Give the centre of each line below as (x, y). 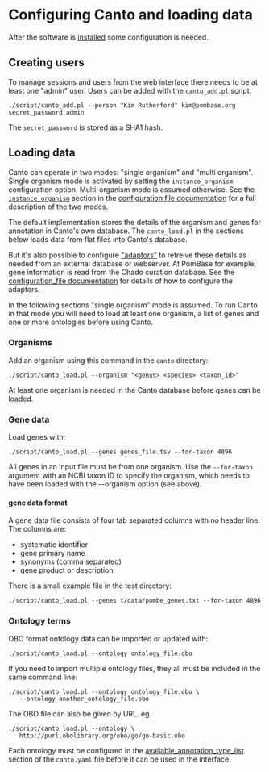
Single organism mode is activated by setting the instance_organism (121, 181)
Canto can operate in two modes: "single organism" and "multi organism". (131, 172)
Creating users (46, 63)
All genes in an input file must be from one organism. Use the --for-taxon (131, 467)
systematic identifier (54, 545)
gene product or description (67, 570)
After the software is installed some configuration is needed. (109, 37)
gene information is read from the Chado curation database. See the (122, 272)
